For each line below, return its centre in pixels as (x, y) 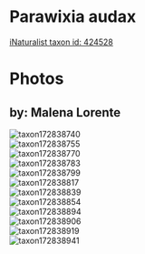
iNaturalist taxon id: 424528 (61, 42)
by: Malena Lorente (65, 112)
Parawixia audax (73, 17)
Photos (37, 79)
